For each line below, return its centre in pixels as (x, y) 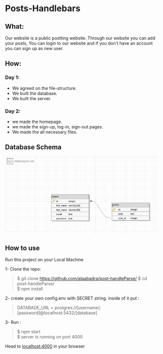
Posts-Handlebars (43, 9)
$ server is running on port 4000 (50, 336)
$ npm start (28, 332)
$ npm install (30, 289)
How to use (22, 248)
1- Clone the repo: (23, 269)
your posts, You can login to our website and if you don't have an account (79, 43)
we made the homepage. (37, 122)
